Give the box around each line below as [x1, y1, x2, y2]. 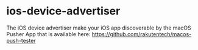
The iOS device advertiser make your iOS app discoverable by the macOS [6, 24, 192, 31]
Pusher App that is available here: [6, 30, 91, 37]
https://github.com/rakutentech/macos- [91, 30, 192, 37]
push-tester [6, 37, 36, 44]
